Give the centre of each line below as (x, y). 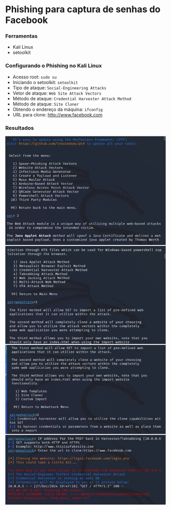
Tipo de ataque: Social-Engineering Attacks (60, 88)
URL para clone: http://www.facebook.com (58, 115)
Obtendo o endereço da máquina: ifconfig (58, 109)
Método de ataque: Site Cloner (46, 104)
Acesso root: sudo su (35, 77)
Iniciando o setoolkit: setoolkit (45, 82)
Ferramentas (22, 36)
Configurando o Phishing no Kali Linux (54, 66)
